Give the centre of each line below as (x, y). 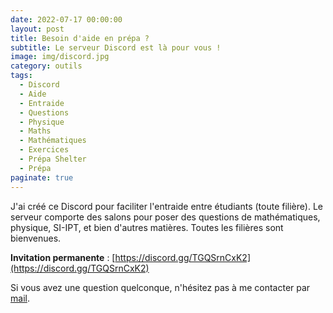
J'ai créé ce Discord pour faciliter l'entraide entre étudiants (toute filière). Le (166, 206)
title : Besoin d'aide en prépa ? (80, 38)
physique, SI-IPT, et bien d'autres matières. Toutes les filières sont (147, 227)
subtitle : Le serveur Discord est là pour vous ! (116, 47)
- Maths (35, 131)
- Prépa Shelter (53, 159)
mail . (20, 298)
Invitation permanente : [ (63, 257)
